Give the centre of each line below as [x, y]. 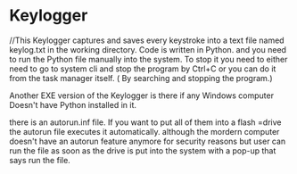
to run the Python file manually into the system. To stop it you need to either [148, 59]
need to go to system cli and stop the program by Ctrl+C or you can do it [143, 69]
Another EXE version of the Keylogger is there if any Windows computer [142, 95]
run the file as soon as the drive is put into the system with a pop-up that [143, 150]
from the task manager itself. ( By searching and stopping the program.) [141, 78]
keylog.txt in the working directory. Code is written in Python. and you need [148, 49]
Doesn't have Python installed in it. [73, 104]
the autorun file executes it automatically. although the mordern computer [144, 131]
